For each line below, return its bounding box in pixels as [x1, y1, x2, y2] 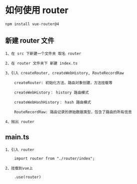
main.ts [5, 133, 29, 141]
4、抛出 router [5, 119, 34, 124]
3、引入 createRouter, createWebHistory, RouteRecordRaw [5, 70, 124, 75]
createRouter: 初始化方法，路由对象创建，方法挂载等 [14, 80, 112, 85]
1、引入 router [5, 147, 34, 152]
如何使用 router [5, 5, 69, 16]
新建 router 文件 [5, 36, 54, 45]
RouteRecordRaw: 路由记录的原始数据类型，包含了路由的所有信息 [14, 109, 132, 115]
